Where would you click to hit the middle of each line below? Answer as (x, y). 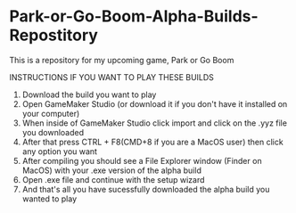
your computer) (51, 113)
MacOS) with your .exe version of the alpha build (112, 170)
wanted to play (49, 199)
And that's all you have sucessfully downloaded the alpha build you (146, 189)
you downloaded (53, 132)
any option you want (60, 151)
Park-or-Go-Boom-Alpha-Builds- (134, 16)
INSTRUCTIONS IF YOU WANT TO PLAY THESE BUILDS (111, 77)
